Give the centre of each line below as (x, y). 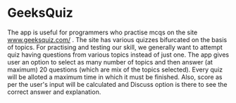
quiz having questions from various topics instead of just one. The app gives (118, 55)
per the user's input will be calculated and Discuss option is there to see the (117, 84)
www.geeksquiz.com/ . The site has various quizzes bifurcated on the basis (117, 39)
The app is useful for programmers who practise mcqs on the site (103, 32)
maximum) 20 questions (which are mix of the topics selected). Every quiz (115, 69)
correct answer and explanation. (54, 92)
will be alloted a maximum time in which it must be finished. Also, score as (115, 77)
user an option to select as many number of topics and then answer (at (110, 62)
